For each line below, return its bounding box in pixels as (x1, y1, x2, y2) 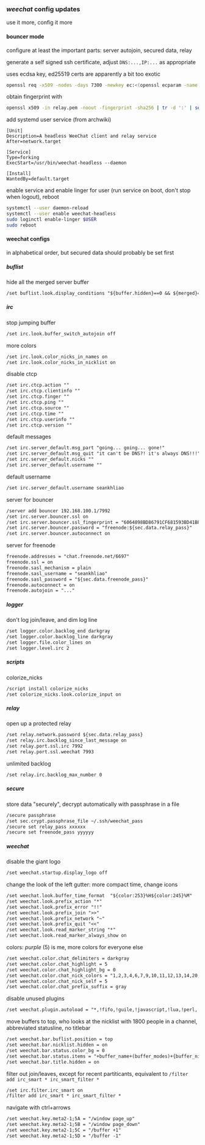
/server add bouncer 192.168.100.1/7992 (6, 507, 111, 514)
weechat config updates (6, 5, 81, 13)
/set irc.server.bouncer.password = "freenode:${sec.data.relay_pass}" (6, 525, 192, 531)
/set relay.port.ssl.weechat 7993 (6, 749, 95, 755)
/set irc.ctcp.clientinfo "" (6, 388, 81, 394)
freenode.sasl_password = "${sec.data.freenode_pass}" (6, 576, 149, 583)
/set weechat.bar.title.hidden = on (6, 1059, 99, 1065)
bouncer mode (6, 32, 45, 40)
